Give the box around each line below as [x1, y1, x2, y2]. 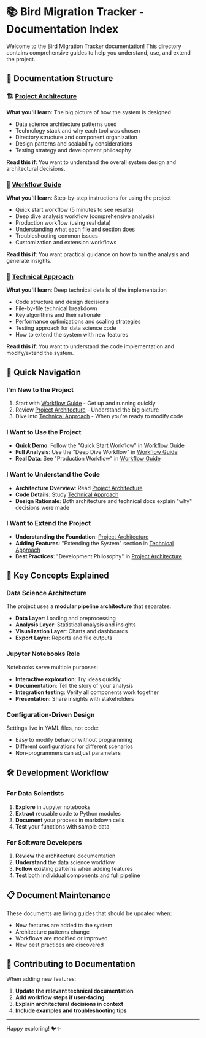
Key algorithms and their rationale [15, 311, 101, 319]
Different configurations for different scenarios [15, 743, 134, 750]
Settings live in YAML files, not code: [6, 724, 99, 732]
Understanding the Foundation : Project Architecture [15, 533, 149, 540]
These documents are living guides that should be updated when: [6, 910, 172, 917]
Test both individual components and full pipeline [15, 872, 140, 879]
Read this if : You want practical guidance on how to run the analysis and [6, 250, 190, 258]
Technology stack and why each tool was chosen [15, 127, 140, 134]
